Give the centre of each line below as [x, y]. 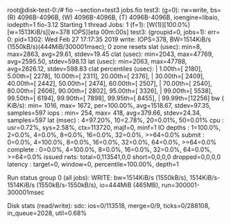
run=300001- [181, 185]
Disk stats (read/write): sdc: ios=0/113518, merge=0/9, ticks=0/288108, [109, 206]
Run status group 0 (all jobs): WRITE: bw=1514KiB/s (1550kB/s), [98, 178]
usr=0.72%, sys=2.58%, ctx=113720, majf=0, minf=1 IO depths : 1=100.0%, [114, 128]
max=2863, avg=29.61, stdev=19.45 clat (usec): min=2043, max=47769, [110, 54]
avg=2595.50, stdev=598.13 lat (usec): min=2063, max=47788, [97, 61]
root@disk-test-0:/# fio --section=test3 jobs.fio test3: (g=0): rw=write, [108, 10]
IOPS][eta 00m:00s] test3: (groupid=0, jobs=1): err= [146, 32]
